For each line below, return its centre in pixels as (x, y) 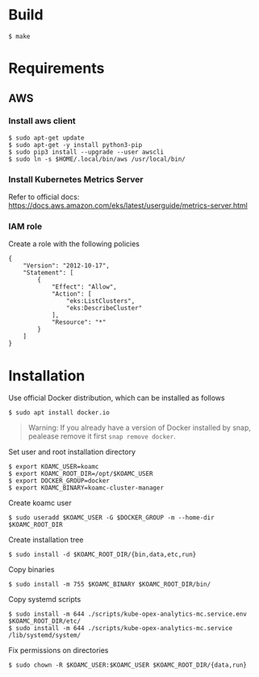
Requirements (56, 68)
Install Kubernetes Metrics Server (76, 179)
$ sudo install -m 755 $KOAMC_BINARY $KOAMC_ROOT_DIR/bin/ (110, 584)
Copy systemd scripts (45, 599)
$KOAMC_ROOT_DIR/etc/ (45, 621)
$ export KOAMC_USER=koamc (54, 467)
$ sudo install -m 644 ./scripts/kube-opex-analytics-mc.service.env (128, 614)
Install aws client (42, 121)
